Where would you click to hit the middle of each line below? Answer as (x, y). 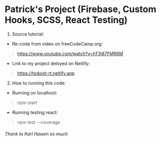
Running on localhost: (34, 92)
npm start (27, 103)
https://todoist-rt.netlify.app (46, 73)
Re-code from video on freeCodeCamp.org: (57, 43)
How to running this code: (39, 83)
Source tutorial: (28, 34)
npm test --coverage (38, 122)
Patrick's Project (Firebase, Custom (80, 9)
